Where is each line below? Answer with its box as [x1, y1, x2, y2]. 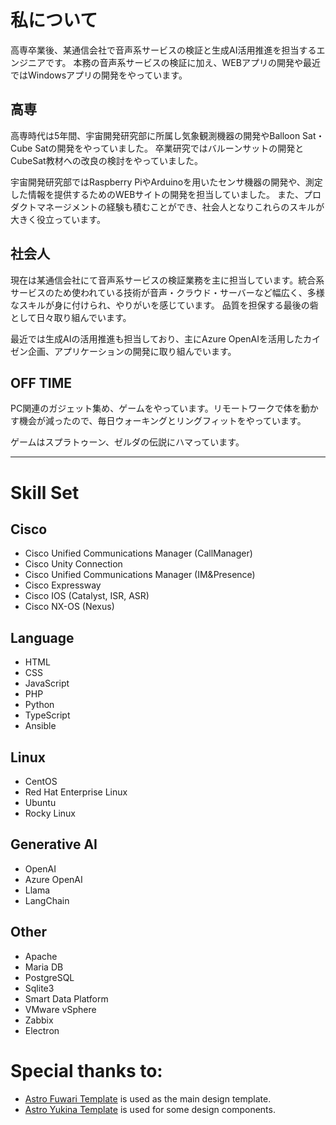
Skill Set [10, 481, 80, 504]
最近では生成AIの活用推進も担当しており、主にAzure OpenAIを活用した [10, 332, 303, 345]
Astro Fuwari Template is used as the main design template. [24, 1092, 272, 1105]
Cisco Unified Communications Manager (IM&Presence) [24, 569, 256, 581]
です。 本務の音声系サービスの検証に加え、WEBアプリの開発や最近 [44, 56, 321, 68]
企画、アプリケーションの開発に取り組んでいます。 [27, 345, 237, 357]
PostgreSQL [24, 971, 75, 983]
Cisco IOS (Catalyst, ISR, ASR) [24, 590, 150, 602]
